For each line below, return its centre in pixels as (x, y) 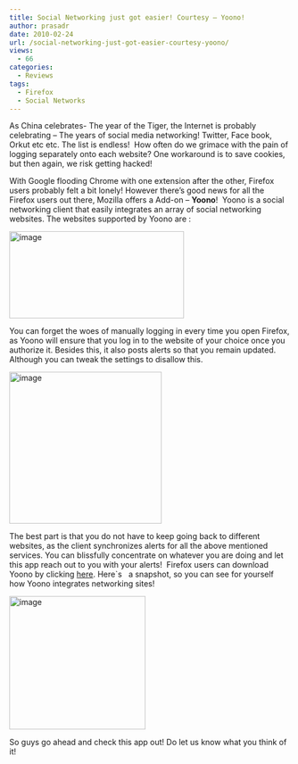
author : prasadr (39, 26)
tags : (19, 84)
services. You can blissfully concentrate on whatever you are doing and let (146, 555)
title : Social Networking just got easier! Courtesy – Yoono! (127, 17)
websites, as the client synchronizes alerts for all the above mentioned (139, 546)
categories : (31, 68)
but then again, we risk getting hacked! (81, 164)
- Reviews (35, 76)
